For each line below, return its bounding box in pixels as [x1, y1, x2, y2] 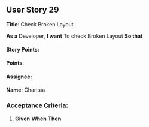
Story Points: [6, 46, 39, 53]
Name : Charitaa [6, 86, 45, 93]
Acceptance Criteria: [6, 101, 69, 110]
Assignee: [6, 73, 32, 80]
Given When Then [14, 115, 62, 122]
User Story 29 [6, 5, 59, 15]
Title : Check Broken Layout [6, 20, 74, 28]
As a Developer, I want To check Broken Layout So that [6, 32, 143, 40]
